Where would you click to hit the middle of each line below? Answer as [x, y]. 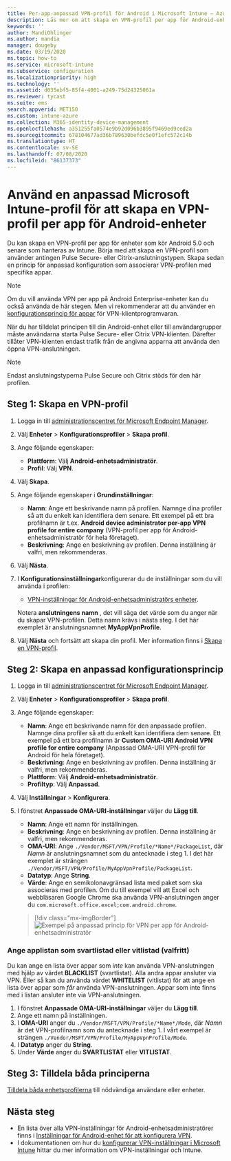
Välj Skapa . [33, 481]
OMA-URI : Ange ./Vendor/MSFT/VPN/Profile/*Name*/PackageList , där [125, 846]
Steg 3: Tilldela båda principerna [78, 1073]
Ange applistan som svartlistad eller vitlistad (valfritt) [98, 951]
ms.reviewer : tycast [37, 97]
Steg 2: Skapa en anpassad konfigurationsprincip [115, 669]
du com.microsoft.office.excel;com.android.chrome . [102, 904]
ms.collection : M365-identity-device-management [78, 122]
